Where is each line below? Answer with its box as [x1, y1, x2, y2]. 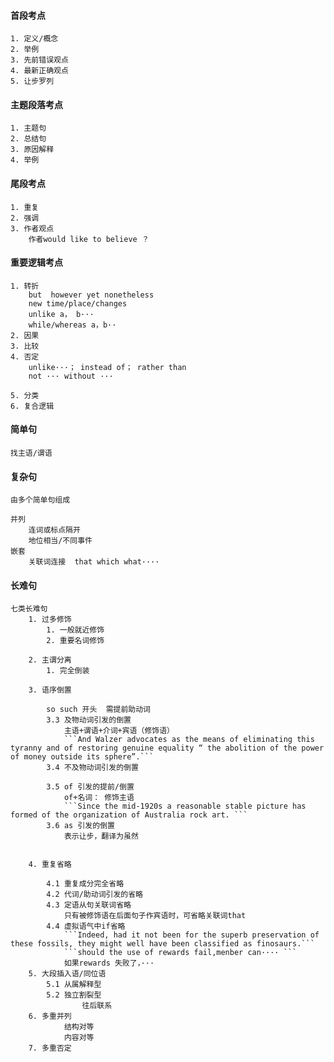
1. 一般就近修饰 [46, 625, 105, 635]
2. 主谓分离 [28, 655, 72, 665]
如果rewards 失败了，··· [63, 958, 155, 969]
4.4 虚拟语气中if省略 [46, 921, 126, 932]
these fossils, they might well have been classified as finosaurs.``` [10, 939, 315, 949]
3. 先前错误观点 [10, 55, 69, 65]
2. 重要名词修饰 [46, 636, 105, 646]
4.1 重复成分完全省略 [46, 879, 125, 889]
